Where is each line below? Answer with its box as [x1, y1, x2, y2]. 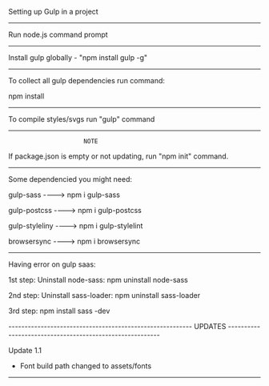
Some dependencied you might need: [8, 175, 132, 183]
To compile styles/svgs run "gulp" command [8, 115, 155, 123]
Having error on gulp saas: [8, 259, 96, 269]
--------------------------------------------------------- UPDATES [8, 322, 227, 331]
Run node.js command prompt [8, 30, 108, 39]
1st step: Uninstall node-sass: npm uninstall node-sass [8, 275, 188, 284]
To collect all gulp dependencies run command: [8, 76, 166, 85]
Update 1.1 [8, 346, 42, 355]
